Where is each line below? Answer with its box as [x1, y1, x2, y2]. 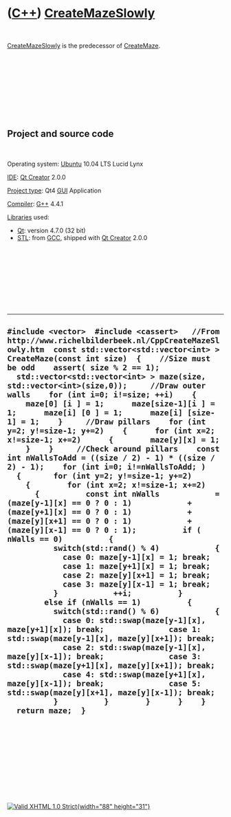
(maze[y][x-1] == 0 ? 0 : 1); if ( [7, 525, 201, 535]
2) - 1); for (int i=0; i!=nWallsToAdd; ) [7, 462, 206, 472]
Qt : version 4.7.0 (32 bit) [16, 226, 86, 235]
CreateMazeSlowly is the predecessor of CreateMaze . [7, 41, 160, 50]
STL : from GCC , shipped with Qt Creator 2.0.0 [16, 233, 148, 241]
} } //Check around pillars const [25, 444, 220, 454]
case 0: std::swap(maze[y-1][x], [62, 616, 206, 626]
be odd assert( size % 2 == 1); [7, 362, 160, 373]
